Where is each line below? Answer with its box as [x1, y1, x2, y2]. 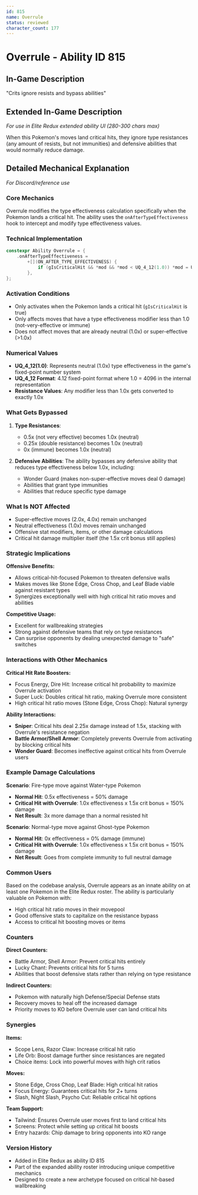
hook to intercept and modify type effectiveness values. [6, 220, 142, 227]
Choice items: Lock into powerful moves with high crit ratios [14, 1058, 161, 1065]
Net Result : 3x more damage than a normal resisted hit [14, 812, 148, 819]
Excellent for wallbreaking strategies [14, 622, 103, 629]
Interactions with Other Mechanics [6, 656, 108, 664]
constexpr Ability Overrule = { [6, 248, 85, 254]
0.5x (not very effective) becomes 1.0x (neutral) [23, 433, 140, 440]
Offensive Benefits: [6, 563, 55, 570]
